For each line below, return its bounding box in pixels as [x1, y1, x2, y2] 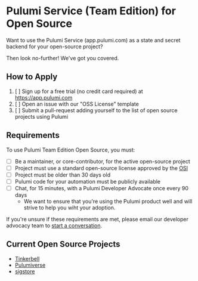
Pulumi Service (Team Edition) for [6, 4, 176, 18]
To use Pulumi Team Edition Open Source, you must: [6, 146, 135, 153]
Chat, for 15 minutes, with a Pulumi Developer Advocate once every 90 [14, 184, 189, 192]
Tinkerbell [14, 255, 40, 262]
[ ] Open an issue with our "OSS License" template [14, 100, 139, 107]
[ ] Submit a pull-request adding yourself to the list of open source [14, 106, 178, 114]
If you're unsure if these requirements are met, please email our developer [6, 215, 189, 223]
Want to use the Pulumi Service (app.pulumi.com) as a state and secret [6, 36, 181, 44]
